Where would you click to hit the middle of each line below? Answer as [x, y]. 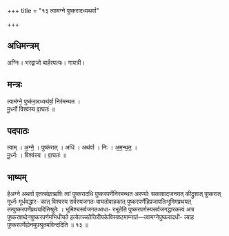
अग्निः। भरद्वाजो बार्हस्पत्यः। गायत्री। [46, 63]
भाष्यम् [17, 177]
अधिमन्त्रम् [23, 46]
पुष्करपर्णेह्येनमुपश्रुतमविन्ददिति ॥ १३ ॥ [48, 225]
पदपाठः [18, 131]
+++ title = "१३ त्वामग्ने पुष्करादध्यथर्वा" [53, 11]
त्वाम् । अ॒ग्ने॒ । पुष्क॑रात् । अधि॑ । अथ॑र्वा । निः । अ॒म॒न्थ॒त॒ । [72, 147]
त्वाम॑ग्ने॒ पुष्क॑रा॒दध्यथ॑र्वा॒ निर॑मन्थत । [44, 101]
